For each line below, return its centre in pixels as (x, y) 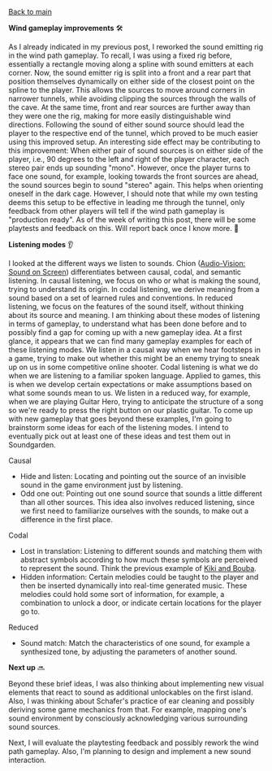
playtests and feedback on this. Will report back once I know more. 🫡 (124, 228)
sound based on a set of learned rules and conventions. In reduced (121, 298)
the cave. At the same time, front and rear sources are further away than (130, 107)
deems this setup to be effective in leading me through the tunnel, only (127, 202)
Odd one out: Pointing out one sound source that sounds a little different (141, 494)
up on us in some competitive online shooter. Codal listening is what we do (133, 367)
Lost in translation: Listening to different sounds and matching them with (141, 551)
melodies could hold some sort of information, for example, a (122, 594)
